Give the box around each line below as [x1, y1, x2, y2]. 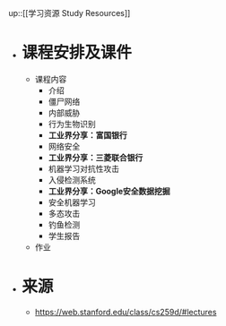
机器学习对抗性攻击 [48, 163, 120, 174]
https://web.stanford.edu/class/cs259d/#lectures [34, 306, 217, 317]
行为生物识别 [48, 118, 96, 129]
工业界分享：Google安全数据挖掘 [48, 185, 171, 196]
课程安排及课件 [21, 43, 132, 63]
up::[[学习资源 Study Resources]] [8, 8, 131, 18]
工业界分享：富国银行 [48, 129, 127, 141]
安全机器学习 [48, 196, 96, 208]
